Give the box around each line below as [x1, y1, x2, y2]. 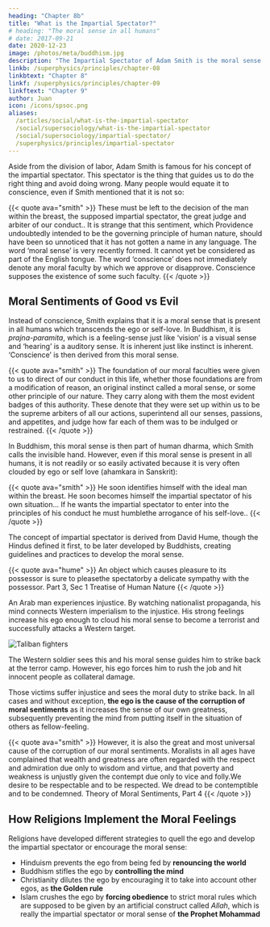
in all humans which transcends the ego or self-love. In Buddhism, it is [8, 324, 242, 335]
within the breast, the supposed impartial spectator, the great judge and [8, 211, 247, 221]
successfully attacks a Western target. [8, 624, 136, 634]
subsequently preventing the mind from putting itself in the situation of [8, 713, 243, 723]
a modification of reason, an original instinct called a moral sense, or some [8, 383, 256, 393]
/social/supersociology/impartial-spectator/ [15, 131, 172, 139]
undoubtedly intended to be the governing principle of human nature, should [8, 228, 263, 238]
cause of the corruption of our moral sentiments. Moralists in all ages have [8, 746, 255, 756]
